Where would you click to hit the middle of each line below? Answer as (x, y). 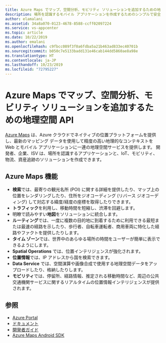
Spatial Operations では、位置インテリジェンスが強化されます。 (78, 251)
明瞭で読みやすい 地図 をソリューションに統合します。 (66, 214)
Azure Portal (25, 317)
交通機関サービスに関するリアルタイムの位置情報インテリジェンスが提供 (86, 282)
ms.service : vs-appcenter (32, 28)
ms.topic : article (24, 33)
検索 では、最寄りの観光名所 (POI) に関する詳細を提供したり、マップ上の (86, 189)
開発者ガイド (25, 330)
